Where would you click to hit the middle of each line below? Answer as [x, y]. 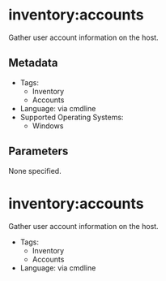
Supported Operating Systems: [72, 117]
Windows [48, 125]
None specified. [35, 171]
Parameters [38, 151]
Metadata [33, 63]
